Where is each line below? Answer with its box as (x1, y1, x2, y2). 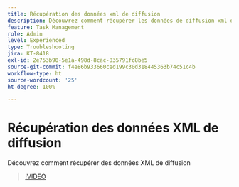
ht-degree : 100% (7, 83, 55, 90)
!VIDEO (24, 172, 46, 181)
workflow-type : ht (7, 70, 62, 77)
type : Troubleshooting (7, 43, 75, 50)
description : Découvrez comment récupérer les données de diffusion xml (7, 17, 228, 24)
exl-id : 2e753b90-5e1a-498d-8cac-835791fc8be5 (7, 57, 148, 64)
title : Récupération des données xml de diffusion (7, 10, 161, 18)
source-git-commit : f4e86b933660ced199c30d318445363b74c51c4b (7, 63, 196, 70)
